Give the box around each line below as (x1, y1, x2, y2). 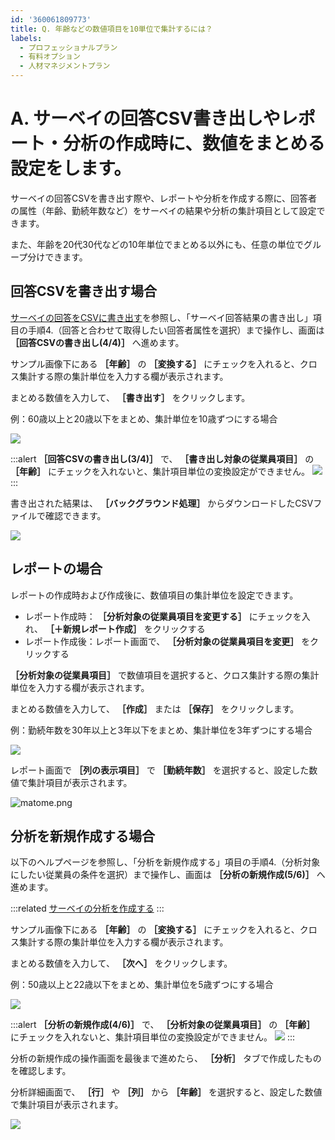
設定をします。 (10, 157, 132, 180)
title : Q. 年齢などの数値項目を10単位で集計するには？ (10, 24, 213, 34)
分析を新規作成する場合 (10, 827, 155, 845)
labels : (10, 33, 43, 43)
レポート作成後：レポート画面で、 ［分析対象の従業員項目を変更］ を (24, 635, 311, 647)
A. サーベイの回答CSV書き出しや (10, 107, 281, 130)
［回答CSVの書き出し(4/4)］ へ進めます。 (10, 336, 185, 348)
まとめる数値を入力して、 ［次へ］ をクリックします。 (10, 957, 233, 970)
